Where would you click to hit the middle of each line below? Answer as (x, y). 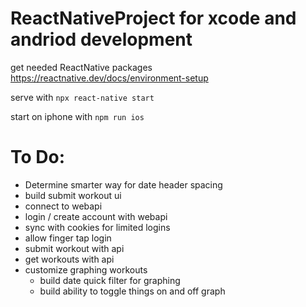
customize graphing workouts (86, 269)
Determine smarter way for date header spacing (123, 184)
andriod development (101, 39)
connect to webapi (63, 206)
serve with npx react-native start (82, 97)
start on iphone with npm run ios (77, 116)
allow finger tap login (68, 238)
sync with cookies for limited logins (97, 227)
